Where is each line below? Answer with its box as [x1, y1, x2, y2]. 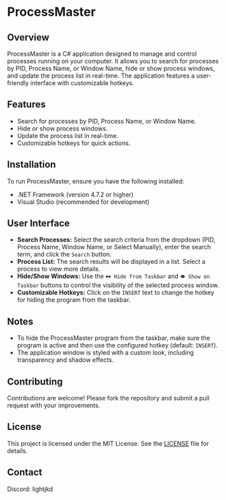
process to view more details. [16, 265, 101, 273]
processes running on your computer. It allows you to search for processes [7, 57, 219, 65]
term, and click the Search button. [16, 250, 112, 258]
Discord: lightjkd [7, 485, 53, 493]
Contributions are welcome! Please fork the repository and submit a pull [7, 394, 210, 402]
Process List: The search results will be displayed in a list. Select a [16, 258, 205, 266]
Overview [7, 32, 50, 43]
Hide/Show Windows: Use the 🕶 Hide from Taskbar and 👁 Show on [16, 272, 210, 280]
